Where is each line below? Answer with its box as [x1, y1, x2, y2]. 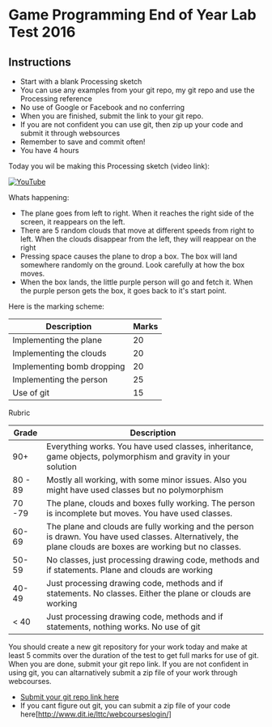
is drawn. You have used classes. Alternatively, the [46, 531, 239, 542]
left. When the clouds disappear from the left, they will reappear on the [19, 234, 257, 244]
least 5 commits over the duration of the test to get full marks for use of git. [8, 651, 259, 660]
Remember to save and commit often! [19, 137, 146, 147]
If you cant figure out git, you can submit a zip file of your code [19, 701, 231, 710]
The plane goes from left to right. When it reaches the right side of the [19, 208, 254, 218]
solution [46, 461, 77, 472]
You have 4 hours [19, 146, 79, 155]
